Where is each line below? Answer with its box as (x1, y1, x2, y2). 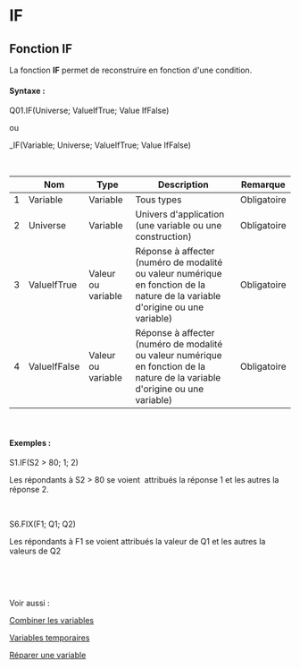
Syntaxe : (9, 85, 46, 96)
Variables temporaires (9, 632, 90, 643)
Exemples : (9, 437, 52, 448)
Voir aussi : (9, 597, 51, 609)
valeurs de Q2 (9, 545, 62, 556)
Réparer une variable (9, 650, 87, 661)
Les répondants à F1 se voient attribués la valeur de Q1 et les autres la (9, 536, 266, 547)
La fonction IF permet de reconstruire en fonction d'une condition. (9, 64, 253, 75)
